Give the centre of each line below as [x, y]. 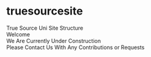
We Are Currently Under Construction [53, 41]
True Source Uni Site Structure [45, 28]
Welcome [18, 34]
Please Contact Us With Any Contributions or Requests [75, 47]
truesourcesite [45, 11]
